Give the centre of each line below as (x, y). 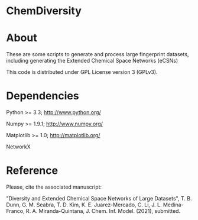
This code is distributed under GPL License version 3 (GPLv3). (82, 72)
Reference (32, 171)
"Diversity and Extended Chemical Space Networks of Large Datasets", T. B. (99, 198)
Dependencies (43, 96)
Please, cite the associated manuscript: (54, 187)
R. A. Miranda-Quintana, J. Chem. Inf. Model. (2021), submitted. (103, 211)
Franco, (15, 211)
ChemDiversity (44, 11)
